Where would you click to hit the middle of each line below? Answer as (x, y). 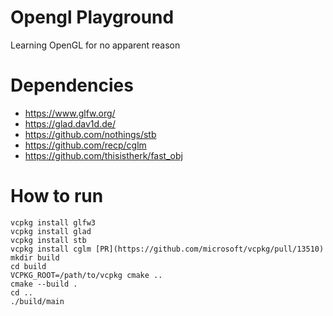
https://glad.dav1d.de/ (70, 123)
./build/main (37, 301)
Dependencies (72, 85)
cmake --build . (44, 284)
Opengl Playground (92, 17)
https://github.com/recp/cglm (85, 145)
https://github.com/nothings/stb (90, 134)
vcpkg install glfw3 (53, 222)
